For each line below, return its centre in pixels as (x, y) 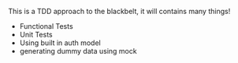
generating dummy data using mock (78, 51)
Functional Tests (46, 26)
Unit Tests (36, 35)
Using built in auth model (60, 43)
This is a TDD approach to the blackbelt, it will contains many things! (119, 11)
